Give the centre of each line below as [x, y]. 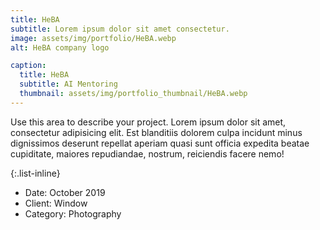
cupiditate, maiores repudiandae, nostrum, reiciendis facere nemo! [147, 153]
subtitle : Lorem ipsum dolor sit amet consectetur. [120, 29]
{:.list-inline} [35, 173]
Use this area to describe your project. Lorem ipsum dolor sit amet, [148, 122]
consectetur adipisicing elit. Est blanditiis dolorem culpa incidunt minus [156, 132]
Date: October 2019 [65, 192]
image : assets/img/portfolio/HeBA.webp [93, 38]
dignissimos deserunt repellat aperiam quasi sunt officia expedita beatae [160, 143]
